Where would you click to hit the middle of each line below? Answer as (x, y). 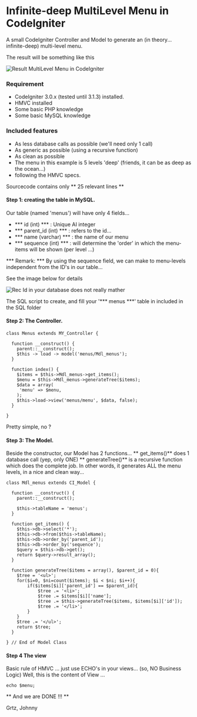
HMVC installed (34, 103)
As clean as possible (39, 156)
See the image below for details (44, 278)
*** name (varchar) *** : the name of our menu (71, 237)
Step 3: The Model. (30, 440)
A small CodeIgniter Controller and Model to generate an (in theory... (89, 39)
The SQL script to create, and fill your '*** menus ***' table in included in (95, 301)
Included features (32, 131)
